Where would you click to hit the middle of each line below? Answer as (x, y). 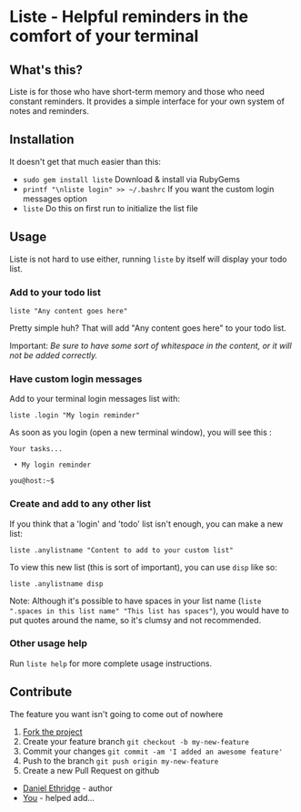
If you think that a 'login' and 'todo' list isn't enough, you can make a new (146, 524)
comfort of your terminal (104, 36)
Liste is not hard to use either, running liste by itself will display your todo (148, 259)
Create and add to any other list (80, 504)
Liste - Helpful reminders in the (129, 17)
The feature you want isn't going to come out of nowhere (116, 714)
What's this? (46, 70)
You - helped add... (59, 797)
